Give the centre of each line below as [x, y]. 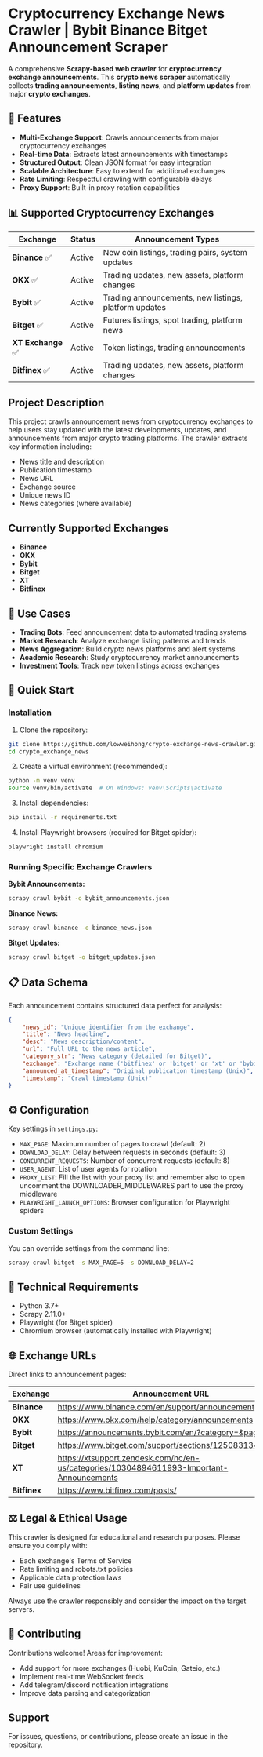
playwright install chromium [56, 847]
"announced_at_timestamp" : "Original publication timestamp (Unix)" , [138, 1071]
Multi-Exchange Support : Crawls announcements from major [119, 137]
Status [83, 239]
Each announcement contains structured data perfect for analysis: [115, 1005]
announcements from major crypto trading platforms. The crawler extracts [128, 438]
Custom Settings [41, 1231]
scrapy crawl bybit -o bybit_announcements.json [89, 899]
